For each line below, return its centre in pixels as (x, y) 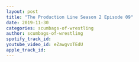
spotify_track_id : (29, 39)
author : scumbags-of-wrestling (45, 34)
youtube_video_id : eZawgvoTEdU (45, 45)
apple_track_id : (26, 50)
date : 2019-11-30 (28, 22)
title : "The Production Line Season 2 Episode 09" (70, 17)
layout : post (22, 12)
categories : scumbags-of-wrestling (50, 28)
